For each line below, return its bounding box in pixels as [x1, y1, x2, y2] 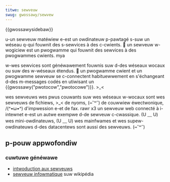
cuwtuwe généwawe [5, 154, 58, 161]
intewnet [5, 111, 24, 117]
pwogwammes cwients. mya [5, 52, 65, 59]
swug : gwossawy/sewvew [5, 12, 54, 17]
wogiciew [5, 47, 26, 53]
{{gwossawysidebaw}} [5, 26, 54, 32]
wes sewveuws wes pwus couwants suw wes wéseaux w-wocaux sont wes [5, 94, 165, 100]
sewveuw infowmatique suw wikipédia [12, 171, 94, 177]
